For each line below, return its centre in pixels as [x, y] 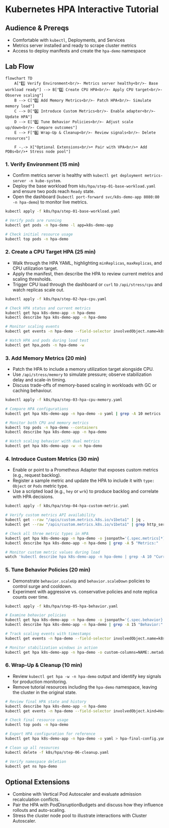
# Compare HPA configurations [37, 409]
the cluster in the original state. [45, 692]
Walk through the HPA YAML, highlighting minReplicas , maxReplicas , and [87, 263]
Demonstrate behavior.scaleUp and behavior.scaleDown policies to [81, 581]
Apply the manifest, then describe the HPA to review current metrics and [88, 273]
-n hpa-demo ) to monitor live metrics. [50, 202]
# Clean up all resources [32, 748]
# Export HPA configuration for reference [50, 734]
